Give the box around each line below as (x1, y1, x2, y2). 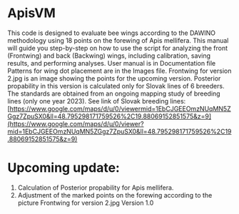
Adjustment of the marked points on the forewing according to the (17, 190, 213, 199)
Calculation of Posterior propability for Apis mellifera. (17, 183, 174, 192)
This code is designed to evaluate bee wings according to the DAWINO (7, 29, 216, 37)
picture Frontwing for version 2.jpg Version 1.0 (17, 198, 154, 207)
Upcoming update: (7, 160, 120, 176)
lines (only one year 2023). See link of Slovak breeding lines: (7, 96, 186, 105)
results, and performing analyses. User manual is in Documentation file (7, 58, 216, 67)
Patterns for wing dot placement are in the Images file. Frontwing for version (7, 66, 232, 75)
